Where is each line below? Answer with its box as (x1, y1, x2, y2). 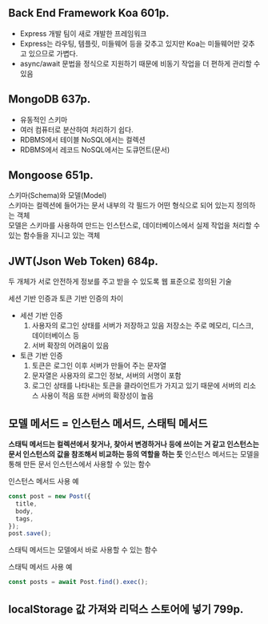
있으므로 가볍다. (28, 48, 78, 58)
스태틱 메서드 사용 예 (8, 562, 73, 572)
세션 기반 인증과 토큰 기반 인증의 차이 (8, 294, 124, 304)
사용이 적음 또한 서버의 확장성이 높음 (40, 391, 154, 401)
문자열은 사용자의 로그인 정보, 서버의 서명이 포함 (31, 371, 182, 380)
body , (15, 507, 34, 515)
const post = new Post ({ (8, 493, 91, 501)
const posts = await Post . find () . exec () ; (8, 578, 149, 586)
